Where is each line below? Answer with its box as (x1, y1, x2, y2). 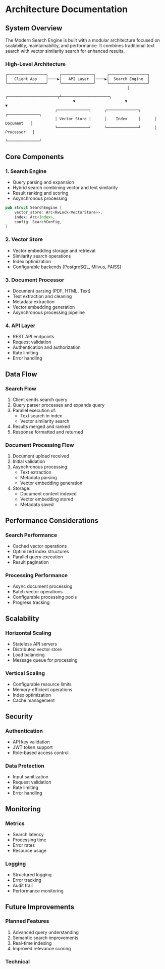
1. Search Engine (5, 167, 47, 174)
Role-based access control (12, 749, 69, 756)
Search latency (12, 831, 44, 837)
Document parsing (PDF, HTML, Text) (12, 288, 91, 294)
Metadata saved (20, 501, 54, 508)
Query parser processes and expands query (12, 402, 105, 408)
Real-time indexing (12, 940, 52, 946)
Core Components (5, 152, 64, 161)
